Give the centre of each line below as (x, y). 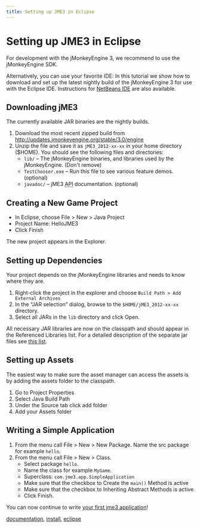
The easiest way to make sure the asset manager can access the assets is (98, 374)
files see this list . (27, 341)
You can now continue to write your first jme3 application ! (77, 507)
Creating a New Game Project (62, 203)
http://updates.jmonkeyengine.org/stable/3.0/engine (79, 140)
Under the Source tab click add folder (61, 405)
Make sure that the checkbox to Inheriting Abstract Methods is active (109, 489)
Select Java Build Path (42, 399)
